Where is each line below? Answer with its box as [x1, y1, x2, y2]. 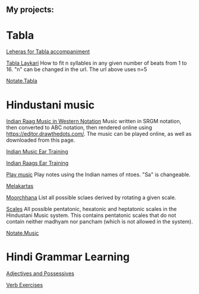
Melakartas [6, 183, 34, 190]
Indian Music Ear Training [6, 148, 68, 155]
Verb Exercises [6, 282, 43, 289]
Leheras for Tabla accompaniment [6, 48, 90, 55]
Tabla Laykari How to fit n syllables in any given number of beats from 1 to [6, 59, 187, 67]
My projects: [6, 5, 55, 15]
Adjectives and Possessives [6, 270, 74, 277]
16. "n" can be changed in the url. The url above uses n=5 [6, 66, 147, 73]
